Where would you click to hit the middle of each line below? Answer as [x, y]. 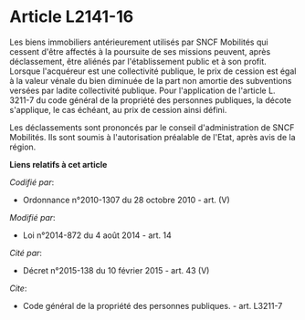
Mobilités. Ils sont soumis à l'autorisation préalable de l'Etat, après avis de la [152, 137]
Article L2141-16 [72, 17]
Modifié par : [33, 217]
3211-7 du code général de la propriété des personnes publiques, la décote [151, 100]
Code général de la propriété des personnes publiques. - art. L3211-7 [152, 305]
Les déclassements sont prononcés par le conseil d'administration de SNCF [152, 127]
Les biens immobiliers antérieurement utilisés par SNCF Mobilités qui [139, 42]
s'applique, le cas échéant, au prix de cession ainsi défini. [118, 109]
